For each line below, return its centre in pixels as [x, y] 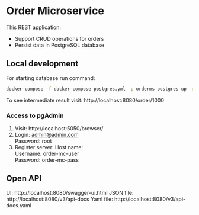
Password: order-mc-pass [46, 160]
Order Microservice [55, 11]
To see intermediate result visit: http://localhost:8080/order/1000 [85, 100]
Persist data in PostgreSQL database [60, 45]
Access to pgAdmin [35, 115]
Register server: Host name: [49, 147]
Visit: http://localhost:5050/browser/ [59, 128]
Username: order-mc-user [47, 153]
